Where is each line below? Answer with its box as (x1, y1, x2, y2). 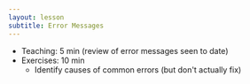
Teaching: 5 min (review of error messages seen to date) (20, 45, 229, 56)
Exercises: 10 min (20, 55, 85, 65)
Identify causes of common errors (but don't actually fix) (34, 64, 242, 75)
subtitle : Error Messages (8, 21, 104, 30)
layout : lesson (8, 12, 65, 22)
